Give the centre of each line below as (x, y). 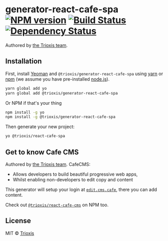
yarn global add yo (26, 88)
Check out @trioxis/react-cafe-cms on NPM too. (57, 205)
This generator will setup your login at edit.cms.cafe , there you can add (81, 189)
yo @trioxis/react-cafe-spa (35, 136)
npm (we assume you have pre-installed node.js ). (58, 79)
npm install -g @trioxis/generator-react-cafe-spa (60, 117)
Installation (24, 62)
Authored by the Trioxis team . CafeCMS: (48, 164)
